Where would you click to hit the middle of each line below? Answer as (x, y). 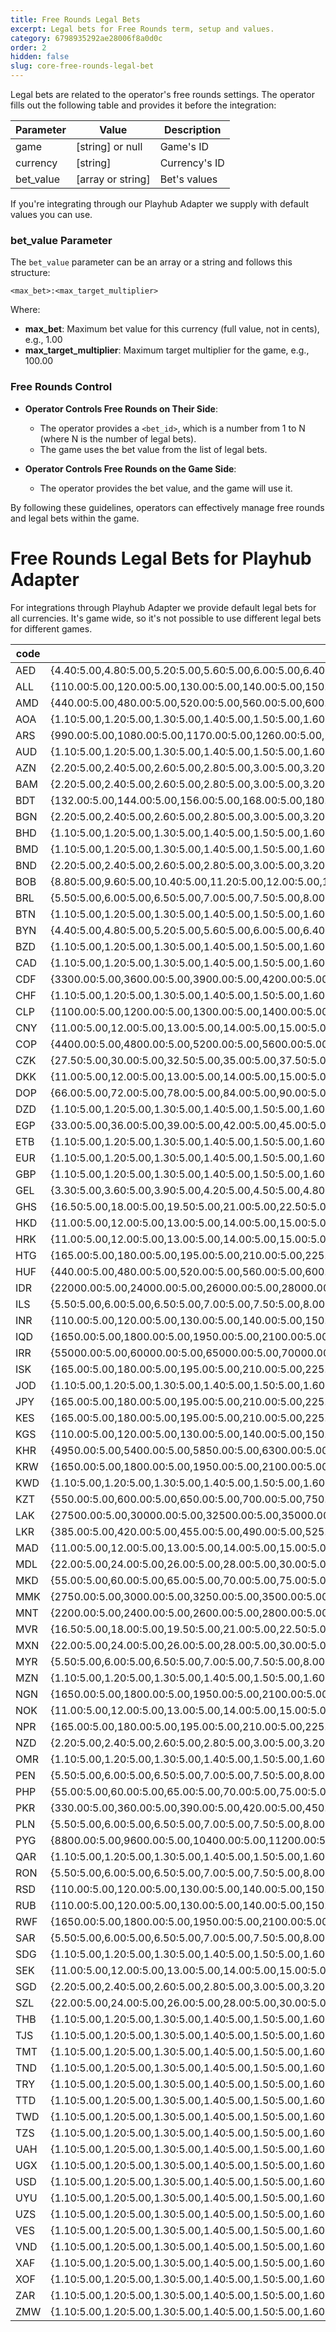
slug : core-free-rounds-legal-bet (82, 66)
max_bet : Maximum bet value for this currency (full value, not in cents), (172, 329)
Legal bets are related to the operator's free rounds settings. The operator (163, 94)
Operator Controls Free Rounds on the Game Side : (130, 468)
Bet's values (188, 179)
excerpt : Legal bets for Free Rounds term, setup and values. (142, 29)
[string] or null (109, 146)
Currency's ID (192, 163)
